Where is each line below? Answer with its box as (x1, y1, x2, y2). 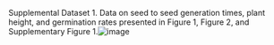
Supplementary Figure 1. (8, 26, 98, 36)
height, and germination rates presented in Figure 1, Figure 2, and (8, 17, 250, 27)
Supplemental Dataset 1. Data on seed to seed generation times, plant (8, 8, 266, 18)
